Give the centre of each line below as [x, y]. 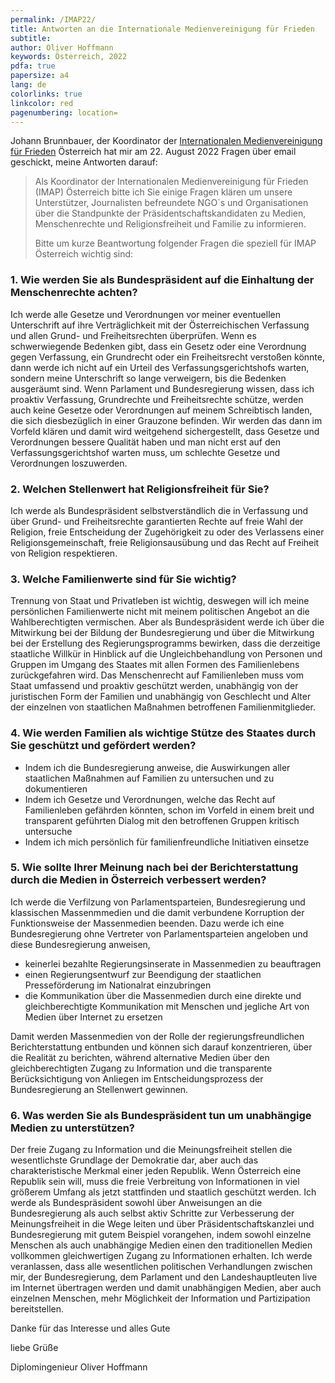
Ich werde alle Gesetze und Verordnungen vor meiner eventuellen [145, 314]
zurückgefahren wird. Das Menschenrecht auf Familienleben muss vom [157, 675]
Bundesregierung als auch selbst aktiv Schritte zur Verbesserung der [152, 1213]
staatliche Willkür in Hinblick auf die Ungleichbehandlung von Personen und [166, 654]
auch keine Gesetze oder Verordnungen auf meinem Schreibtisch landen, [161, 410]
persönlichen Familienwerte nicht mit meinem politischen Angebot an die [160, 612]
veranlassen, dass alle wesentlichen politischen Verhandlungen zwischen [161, 1267]
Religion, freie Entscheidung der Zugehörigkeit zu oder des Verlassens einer [167, 532]
